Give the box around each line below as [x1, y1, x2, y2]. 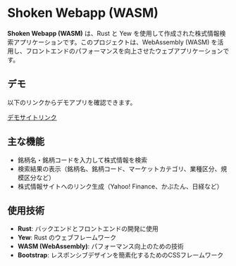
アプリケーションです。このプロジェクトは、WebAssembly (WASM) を [13, 37, 218, 46]
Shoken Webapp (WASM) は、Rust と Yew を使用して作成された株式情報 [7, 29, 220, 37]
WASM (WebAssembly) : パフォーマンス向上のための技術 [17, 242, 185, 251]
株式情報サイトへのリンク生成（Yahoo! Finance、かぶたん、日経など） [17, 182, 223, 191]
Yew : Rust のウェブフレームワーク [17, 234, 117, 242]
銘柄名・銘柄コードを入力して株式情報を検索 [17, 156, 148, 164]
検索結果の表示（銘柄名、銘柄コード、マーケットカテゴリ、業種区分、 [17, 164, 221, 173]
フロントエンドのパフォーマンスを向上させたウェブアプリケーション [25, 46, 223, 55]
